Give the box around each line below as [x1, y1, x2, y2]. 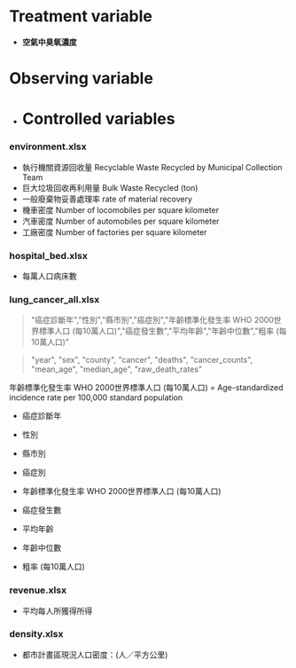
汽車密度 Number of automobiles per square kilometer [21, 216, 220, 226]
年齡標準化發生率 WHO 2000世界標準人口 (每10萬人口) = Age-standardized [9, 382, 284, 393]
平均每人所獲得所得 [21, 605, 93, 616]
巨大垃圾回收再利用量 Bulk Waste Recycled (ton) [21, 182, 199, 193]
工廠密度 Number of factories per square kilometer [21, 226, 207, 237]
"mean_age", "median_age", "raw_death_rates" [30, 364, 202, 374]
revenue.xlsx [9, 584, 67, 596]
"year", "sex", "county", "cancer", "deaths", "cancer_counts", [30, 355, 253, 365]
